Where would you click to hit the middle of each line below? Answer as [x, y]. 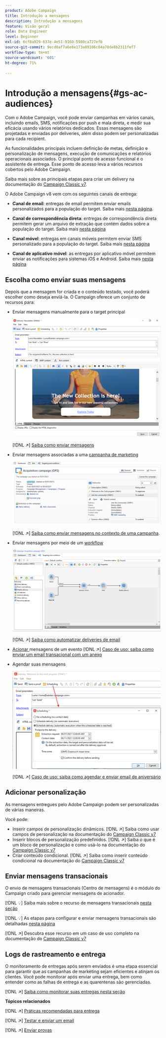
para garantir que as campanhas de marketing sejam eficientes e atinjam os [82, 971]
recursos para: [20, 302]
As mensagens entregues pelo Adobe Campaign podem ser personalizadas [82, 804]
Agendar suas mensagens [39, 664]
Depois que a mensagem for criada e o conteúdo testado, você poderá [77, 292]
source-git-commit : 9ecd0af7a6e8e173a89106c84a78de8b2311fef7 [70, 47]
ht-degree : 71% [21, 63]
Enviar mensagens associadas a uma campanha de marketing [75, 455]
